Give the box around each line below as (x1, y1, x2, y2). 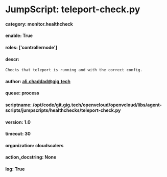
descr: (5, 56, 19, 62)
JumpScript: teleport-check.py (5, 4, 140, 15)
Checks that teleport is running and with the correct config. (5, 68, 143, 73)
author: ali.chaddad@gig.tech (5, 78, 70, 84)
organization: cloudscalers (5, 142, 64, 148)
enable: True (5, 32, 33, 39)
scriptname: (5, 102, 32, 108)
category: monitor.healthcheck (5, 21, 73, 27)
